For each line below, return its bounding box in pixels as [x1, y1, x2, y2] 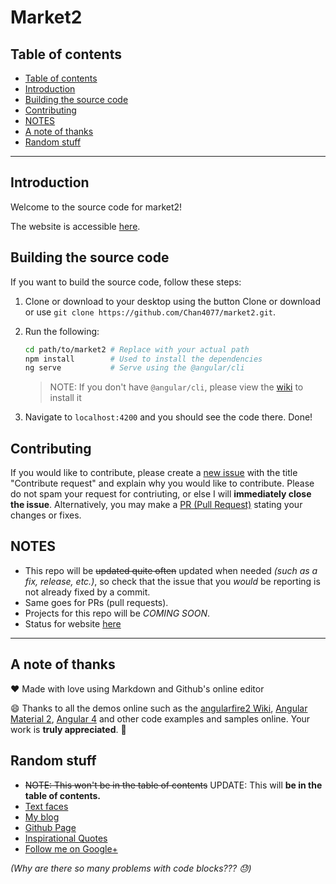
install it [49, 392, 82, 404]
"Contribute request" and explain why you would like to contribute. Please [10, 477, 315, 490]
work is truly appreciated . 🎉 [10, 723, 127, 735]
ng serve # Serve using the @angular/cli [24, 363, 245, 373]
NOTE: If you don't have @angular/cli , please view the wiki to [49, 381, 304, 393]
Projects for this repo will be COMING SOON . [24, 607, 211, 619]
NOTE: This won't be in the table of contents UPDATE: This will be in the [24, 779, 323, 791]
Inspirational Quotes [24, 832, 108, 844]
